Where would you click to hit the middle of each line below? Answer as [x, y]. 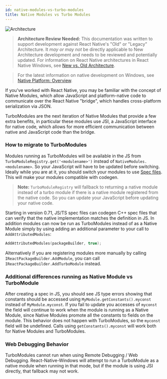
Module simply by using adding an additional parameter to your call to [77, 229]
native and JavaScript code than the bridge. [50, 132]
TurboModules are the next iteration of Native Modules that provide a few [81, 116]
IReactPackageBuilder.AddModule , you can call [52, 258]
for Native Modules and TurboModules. [45, 331]
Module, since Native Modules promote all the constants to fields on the [79, 315]
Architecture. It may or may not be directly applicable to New [80, 49]
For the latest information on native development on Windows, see [86, 75]
